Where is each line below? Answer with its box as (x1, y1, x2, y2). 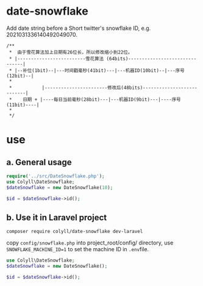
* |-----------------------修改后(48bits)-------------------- (9, 84, 198, 91)
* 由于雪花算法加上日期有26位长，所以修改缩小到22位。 (9, 49, 133, 55)
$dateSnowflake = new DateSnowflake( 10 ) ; (6, 184, 113, 190)
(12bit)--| (6, 73, 34, 79)
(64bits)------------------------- (106, 55, 197, 62)
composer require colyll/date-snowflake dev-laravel (6, 229, 143, 235)
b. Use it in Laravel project (6, 212, 107, 223)
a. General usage (6, 157, 72, 167)
